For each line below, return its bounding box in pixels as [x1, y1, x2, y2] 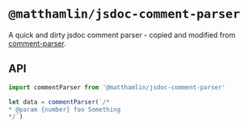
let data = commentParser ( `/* [8, 97, 111, 106]
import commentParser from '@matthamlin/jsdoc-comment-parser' [8, 83, 226, 91]
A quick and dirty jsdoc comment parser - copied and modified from [8, 30, 236, 39]
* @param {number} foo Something [8, 105, 121, 114]
